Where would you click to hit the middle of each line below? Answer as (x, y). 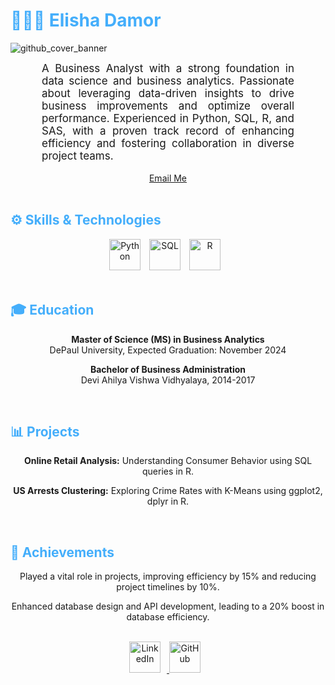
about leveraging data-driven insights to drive (168, 93)
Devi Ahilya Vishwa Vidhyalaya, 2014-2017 (168, 380)
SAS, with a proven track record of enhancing (168, 131)
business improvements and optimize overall (168, 106)
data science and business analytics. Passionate (168, 81)
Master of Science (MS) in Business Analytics (168, 339)
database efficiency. (168, 617)
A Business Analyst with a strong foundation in (168, 68)
